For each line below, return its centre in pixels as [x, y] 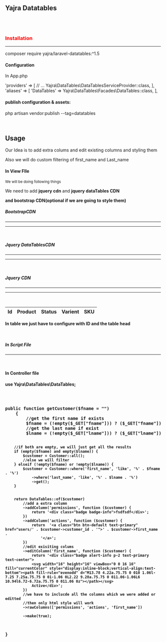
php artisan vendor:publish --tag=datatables [50, 113]
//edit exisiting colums [48, 546]
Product [27, 312]
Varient [70, 312]
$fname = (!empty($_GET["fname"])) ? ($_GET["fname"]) [94, 423]
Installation [19, 38]
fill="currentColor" [26, 568]
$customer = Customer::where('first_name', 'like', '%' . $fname [92, 469]
